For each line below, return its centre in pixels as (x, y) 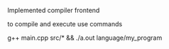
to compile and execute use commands (65, 24)
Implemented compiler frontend (54, 10)
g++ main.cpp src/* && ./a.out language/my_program (85, 38)
